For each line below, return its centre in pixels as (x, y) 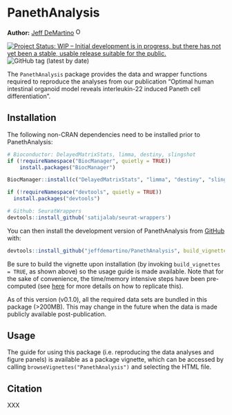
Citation (25, 388)
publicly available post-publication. (57, 314)
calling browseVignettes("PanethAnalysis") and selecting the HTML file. (109, 367)
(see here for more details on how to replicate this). (110, 286)
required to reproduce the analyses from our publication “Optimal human (110, 81)
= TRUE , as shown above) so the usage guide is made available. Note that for (116, 271)
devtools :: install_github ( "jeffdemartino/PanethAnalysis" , (94, 251)
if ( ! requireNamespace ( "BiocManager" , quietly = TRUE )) (89, 161)
